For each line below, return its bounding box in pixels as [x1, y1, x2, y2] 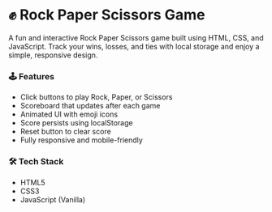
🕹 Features [8, 70, 55, 82]
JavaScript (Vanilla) [19, 194, 86, 204]
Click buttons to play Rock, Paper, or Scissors [19, 92, 173, 102]
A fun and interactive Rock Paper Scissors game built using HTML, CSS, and [8, 32, 264, 42]
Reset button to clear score [19, 127, 111, 137]
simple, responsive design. [8, 50, 98, 60]
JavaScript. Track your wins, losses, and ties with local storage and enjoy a [8, 41, 260, 51]
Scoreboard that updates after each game [19, 101, 161, 111]
